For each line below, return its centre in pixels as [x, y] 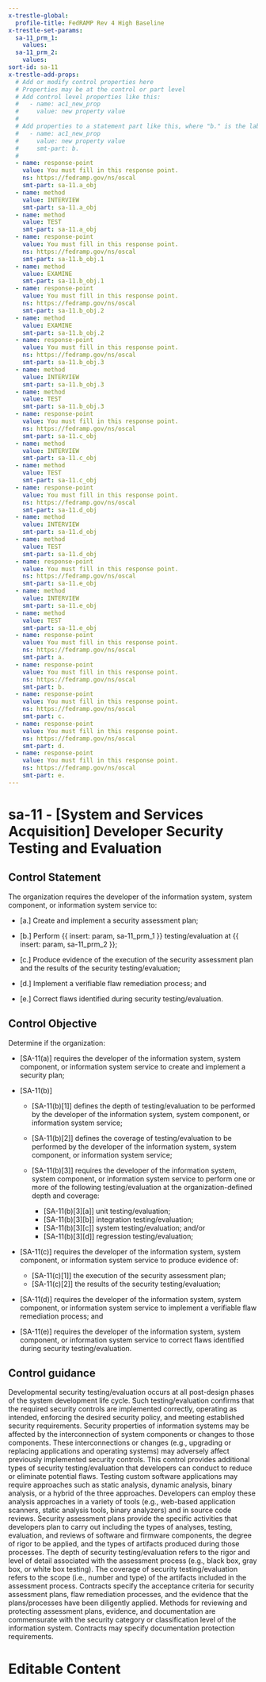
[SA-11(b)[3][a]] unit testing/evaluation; [107, 1211]
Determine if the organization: [57, 1043]
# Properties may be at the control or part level [101, 89]
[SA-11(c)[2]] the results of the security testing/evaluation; [126, 1284]
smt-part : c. [44, 716]
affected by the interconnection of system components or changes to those [131, 1434]
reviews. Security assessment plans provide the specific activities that [123, 1519]
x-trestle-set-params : [46, 30]
